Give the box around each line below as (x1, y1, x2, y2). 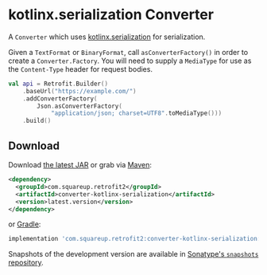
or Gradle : (8, 219, 41, 229)
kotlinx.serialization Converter (8, 6, 215, 24)
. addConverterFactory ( (22, 94, 98, 103)
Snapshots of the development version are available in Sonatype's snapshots (8, 249, 259, 259)
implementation (8, 235, 59, 243)
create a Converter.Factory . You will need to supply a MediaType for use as (8, 56, 252, 65)
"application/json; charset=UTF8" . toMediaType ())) (50, 109, 222, 117)
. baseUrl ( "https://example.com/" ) (22, 87, 137, 95)
